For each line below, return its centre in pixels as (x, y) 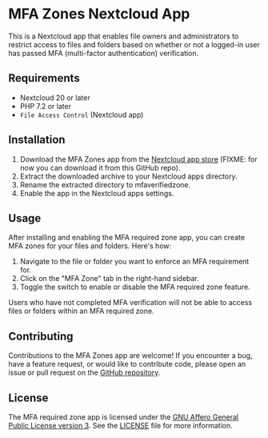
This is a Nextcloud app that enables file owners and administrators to (124, 36)
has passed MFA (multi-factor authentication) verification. (104, 53)
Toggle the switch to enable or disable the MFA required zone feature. (135, 287)
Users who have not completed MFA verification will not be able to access (130, 303)
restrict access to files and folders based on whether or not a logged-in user (134, 44)
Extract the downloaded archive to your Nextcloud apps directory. (128, 176)
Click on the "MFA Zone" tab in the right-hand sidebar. (110, 279)
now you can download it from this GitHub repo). (100, 167)
